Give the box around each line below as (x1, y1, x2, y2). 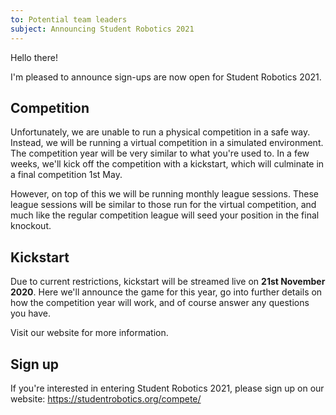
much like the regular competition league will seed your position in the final (10, 209, 320, 221)
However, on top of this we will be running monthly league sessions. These (10, 188, 319, 200)
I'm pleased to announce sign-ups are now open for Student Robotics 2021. (10, 71, 322, 83)
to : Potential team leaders (10, 14, 128, 25)
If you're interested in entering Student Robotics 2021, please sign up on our (10, 382, 325, 394)
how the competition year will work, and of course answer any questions (10, 297, 310, 309)
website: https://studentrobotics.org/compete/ (10, 392, 202, 405)
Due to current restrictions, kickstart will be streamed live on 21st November (10, 276, 326, 288)
